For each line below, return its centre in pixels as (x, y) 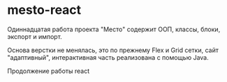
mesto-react (44, 10)
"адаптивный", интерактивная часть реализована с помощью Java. (108, 57)
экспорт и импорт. (35, 36)
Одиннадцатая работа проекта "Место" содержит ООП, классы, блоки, (114, 29)
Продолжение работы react (48, 71)
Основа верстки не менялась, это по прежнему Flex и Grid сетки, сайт (113, 50)
